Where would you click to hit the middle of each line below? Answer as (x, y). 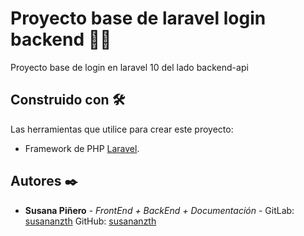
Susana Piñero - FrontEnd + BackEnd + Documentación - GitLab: (159, 210)
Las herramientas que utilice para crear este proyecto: (122, 129)
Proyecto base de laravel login (138, 18)
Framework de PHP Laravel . (82, 148)
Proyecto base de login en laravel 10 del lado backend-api (129, 67)
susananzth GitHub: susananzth (90, 221)
